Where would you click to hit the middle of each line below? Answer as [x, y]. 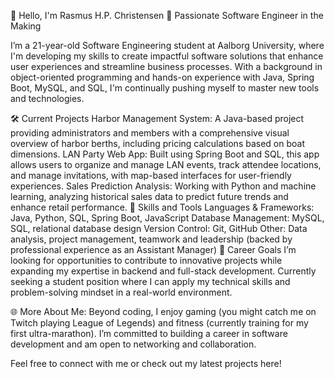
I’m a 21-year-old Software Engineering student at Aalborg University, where [167, 45]
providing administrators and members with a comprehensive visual [150, 133]
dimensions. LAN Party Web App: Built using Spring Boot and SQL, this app [165, 154]
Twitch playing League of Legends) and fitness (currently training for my [159, 323]
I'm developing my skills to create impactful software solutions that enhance [167, 56]
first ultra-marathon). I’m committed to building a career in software [149, 333]
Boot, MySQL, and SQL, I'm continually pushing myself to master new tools [165, 88]
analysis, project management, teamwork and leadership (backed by [151, 239]
